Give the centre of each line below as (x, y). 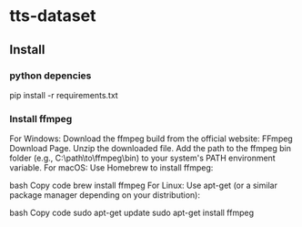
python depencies (50, 76)
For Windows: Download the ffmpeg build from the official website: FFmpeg (151, 139)
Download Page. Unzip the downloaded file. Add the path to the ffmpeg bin (151, 149)
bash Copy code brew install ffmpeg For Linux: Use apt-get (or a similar (143, 186)
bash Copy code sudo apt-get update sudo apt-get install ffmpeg (132, 213)
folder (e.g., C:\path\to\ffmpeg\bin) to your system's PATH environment (142, 158)
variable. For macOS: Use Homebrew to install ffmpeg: (111, 168)
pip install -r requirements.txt (64, 95)
